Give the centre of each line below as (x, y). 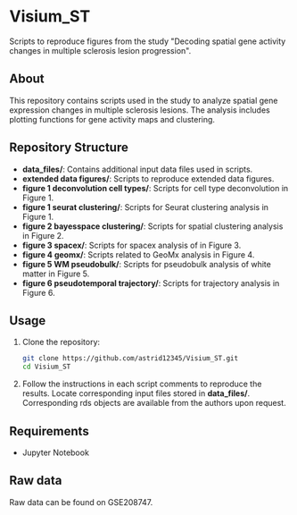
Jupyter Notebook (55, 452)
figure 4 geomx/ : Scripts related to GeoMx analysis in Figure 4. (138, 254)
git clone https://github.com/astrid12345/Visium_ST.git (130, 359)
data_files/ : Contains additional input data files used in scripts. (137, 169)
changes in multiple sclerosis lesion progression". (100, 50)
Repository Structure (69, 148)
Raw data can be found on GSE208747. (81, 502)
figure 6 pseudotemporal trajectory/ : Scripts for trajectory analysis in (151, 283)
